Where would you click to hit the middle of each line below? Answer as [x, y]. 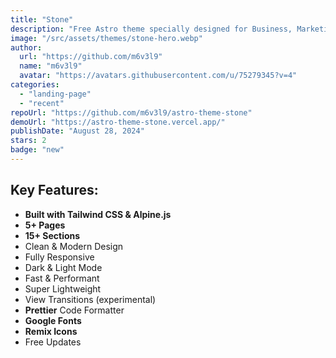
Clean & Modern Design [74, 246]
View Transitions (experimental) [90, 299]
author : [26, 47]
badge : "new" [37, 150]
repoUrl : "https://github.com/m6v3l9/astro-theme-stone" [131, 112]
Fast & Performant [62, 278]
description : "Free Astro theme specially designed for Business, [151, 29]
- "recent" [42, 103]
